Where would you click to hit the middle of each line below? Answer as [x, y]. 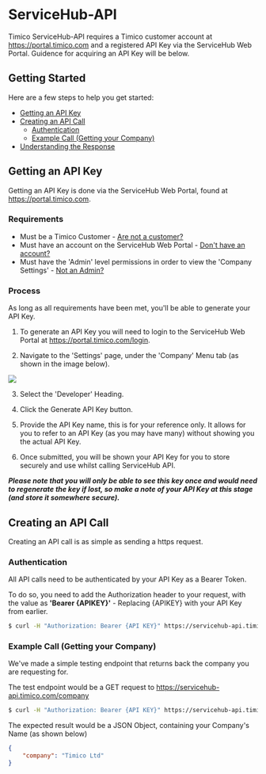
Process [25, 291]
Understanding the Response [67, 146]
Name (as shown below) [48, 734]
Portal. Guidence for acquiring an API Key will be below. [99, 53]
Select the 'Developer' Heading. [72, 395]
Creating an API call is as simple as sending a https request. [106, 541]
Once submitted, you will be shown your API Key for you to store [125, 457]
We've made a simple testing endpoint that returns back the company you [129, 664]
